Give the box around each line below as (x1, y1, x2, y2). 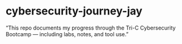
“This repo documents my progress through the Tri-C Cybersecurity (5, 24, 176, 31)
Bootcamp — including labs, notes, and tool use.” (5, 30, 129, 37)
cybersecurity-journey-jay (5, 4, 143, 18)
